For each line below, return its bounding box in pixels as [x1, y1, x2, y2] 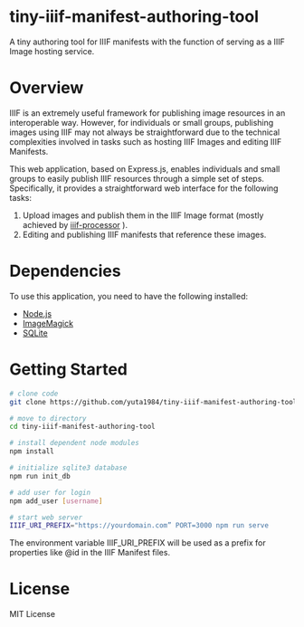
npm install [9, 447, 54, 456]
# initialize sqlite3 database [9, 463, 128, 472]
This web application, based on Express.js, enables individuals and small [9, 163, 280, 174]
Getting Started [9, 359, 128, 379]
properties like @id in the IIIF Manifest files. [9, 547, 170, 558]
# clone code [9, 389, 59, 398]
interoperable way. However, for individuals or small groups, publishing [9, 117, 274, 128]
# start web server [9, 513, 83, 522]
